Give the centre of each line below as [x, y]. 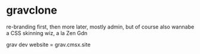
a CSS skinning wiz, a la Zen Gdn [47, 33]
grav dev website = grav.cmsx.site [48, 45]
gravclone [32, 10]
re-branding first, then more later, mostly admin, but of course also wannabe [100, 27]
